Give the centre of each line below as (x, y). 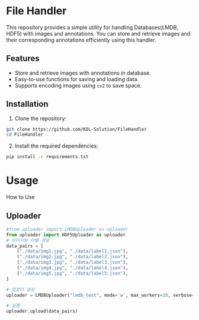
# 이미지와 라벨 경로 (28, 240)
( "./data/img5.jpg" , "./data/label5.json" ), (73, 273)
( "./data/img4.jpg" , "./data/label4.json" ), (73, 268)
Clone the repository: (41, 118)
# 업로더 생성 (20, 289)
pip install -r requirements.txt (47, 157)
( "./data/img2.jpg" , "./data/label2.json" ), (73, 257)
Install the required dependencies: (57, 146)
